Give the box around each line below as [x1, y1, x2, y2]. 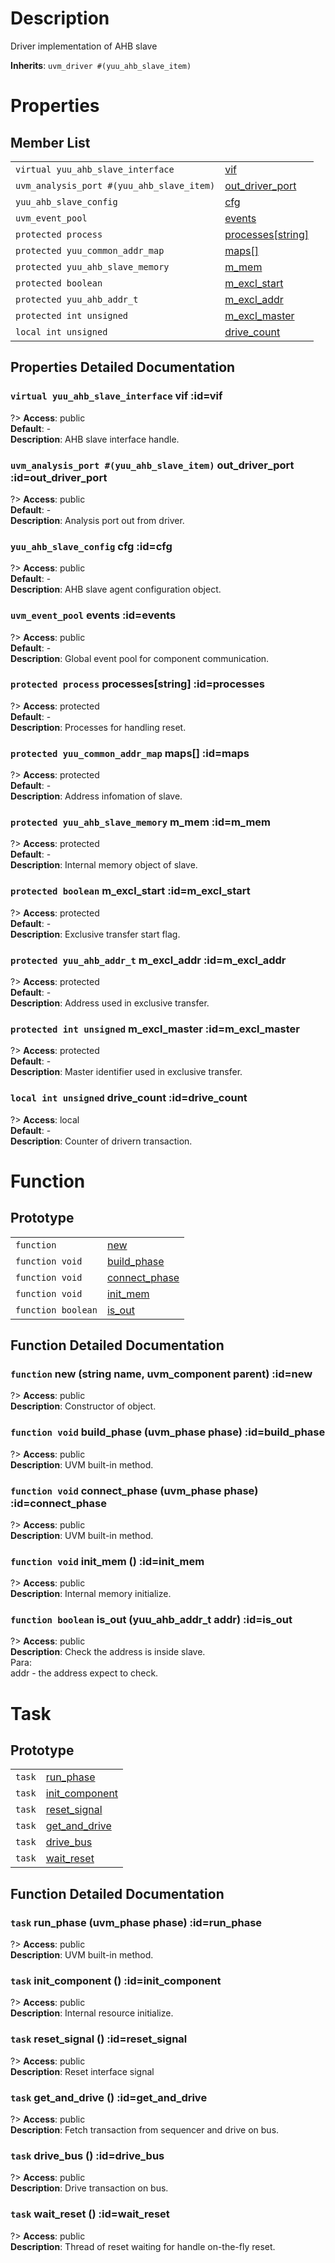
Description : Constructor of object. [10, 1400, 157, 1412]
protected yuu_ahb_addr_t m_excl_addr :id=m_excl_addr [10, 953, 287, 967]
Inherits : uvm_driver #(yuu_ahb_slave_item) [10, 59, 192, 71]
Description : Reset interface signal [10, 2065, 155, 2077]
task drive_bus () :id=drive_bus [10, 2148, 165, 2162]
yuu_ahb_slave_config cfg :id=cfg [10, 539, 173, 553]
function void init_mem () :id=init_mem [10, 1554, 205, 1568]
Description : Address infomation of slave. [10, 790, 183, 802]
